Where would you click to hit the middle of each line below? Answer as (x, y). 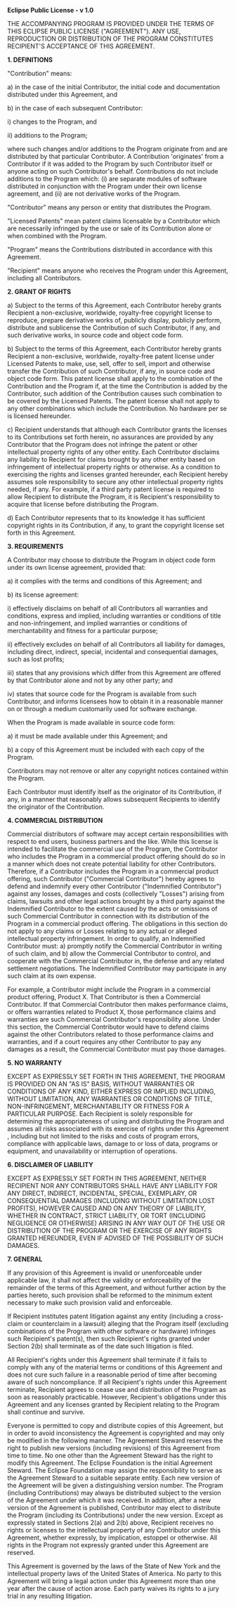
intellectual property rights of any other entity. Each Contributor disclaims (113, 452)
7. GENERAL (25, 1259)
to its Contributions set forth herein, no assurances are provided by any (111, 437)
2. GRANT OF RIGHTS (39, 292)
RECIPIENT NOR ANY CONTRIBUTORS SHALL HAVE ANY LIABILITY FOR (112, 1186)
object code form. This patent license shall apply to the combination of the (115, 378)
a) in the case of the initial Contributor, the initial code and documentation (113, 87)
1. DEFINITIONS (30, 60)
